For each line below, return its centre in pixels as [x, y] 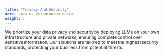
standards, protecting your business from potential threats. [64, 48]
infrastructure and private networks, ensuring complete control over [74, 37]
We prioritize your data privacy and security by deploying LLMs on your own [82, 32]
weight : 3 [15, 18]
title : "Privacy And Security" [37, 9]
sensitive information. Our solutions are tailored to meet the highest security [82, 42]
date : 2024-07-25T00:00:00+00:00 [39, 14]
